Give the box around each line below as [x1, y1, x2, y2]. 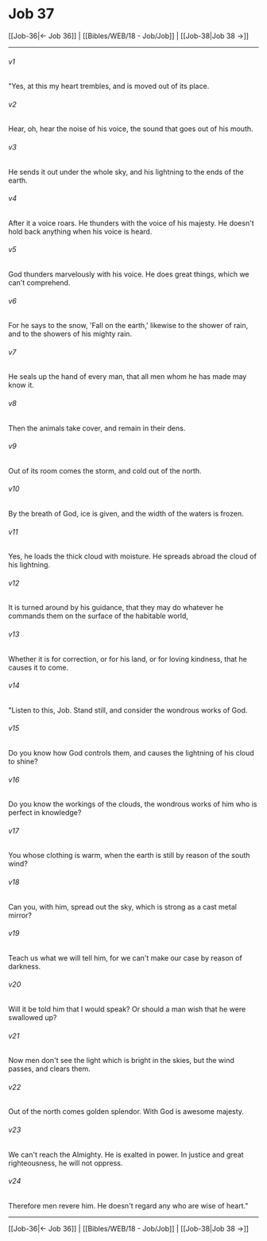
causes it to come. [8, 663, 69, 672]
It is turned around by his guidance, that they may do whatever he [8, 603, 224, 613]
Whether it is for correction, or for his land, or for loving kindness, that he [8, 654, 248, 663]
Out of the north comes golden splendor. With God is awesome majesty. [8, 1107, 245, 1116]
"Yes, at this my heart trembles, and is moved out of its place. [8, 81, 210, 91]
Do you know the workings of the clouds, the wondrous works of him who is [8, 799, 257, 809]
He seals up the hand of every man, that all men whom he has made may [8, 372, 247, 381]
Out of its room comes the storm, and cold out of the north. [8, 466, 202, 475]
